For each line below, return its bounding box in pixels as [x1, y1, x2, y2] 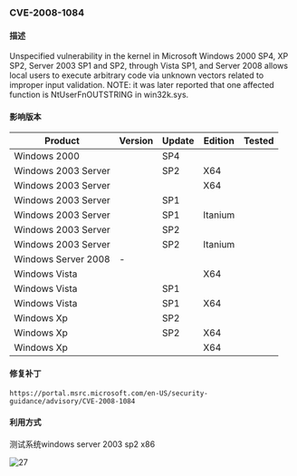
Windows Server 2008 [14, 253, 110, 266]
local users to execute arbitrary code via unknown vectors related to [9, 70, 264, 81]
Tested [243, 134, 274, 147]
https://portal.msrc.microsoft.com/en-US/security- [9, 388, 208, 398]
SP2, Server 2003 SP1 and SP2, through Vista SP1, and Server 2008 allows [9, 61, 288, 72]
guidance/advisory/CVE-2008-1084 [9, 396, 136, 405]
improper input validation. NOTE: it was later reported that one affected [9, 80, 274, 91]
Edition [203, 134, 235, 147]
